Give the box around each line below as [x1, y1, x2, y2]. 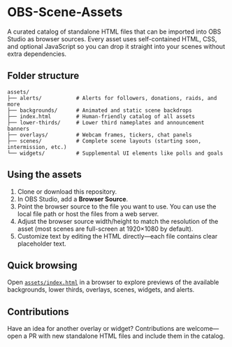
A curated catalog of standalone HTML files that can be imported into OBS [7, 27, 222, 36]
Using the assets [7, 169, 82, 180]
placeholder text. [17, 239, 66, 248]
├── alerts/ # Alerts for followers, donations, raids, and [7, 94, 217, 101]
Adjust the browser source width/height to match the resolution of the [17, 217, 219, 225]
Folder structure [7, 70, 80, 82]
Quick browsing [7, 260, 78, 271]
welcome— [186, 325, 219, 333]
